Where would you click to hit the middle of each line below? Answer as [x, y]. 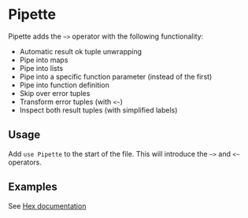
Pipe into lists [41, 68]
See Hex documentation [47, 205]
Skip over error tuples [55, 93]
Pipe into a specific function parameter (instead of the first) [116, 76]
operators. [25, 162]
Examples [33, 187]
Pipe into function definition [65, 85]
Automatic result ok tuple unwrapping [81, 51]
